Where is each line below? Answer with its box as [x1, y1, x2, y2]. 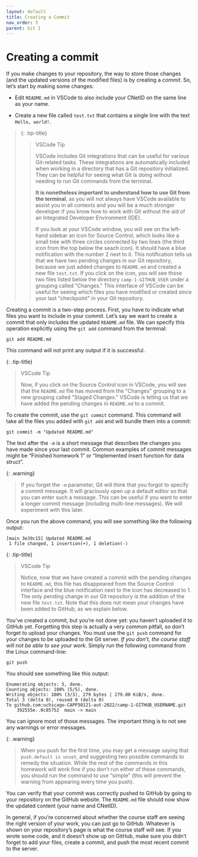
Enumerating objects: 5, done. [6, 681, 83, 687]
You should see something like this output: [6, 670, 109, 677]
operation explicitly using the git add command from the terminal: [6, 325, 167, 332]
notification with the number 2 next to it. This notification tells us [35, 251, 192, 258]
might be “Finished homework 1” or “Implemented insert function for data [6, 452, 184, 459]
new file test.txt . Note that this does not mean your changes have [20, 599, 184, 606]
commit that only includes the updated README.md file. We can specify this [6, 319, 185, 326]
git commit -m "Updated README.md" [6, 429, 94, 435]
